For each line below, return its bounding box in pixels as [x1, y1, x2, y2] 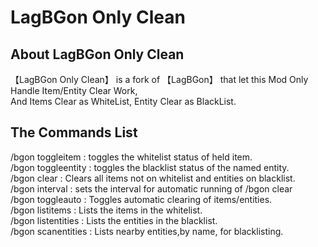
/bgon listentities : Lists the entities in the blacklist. [10, 214, 218, 226]
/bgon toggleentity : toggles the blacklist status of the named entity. [10, 161, 290, 173]
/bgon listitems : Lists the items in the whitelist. [10, 204, 203, 216]
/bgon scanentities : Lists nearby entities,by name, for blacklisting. [10, 225, 284, 237]
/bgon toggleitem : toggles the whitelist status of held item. [10, 151, 253, 163]
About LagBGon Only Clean [10, 46, 185, 63]
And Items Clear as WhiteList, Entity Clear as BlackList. [10, 96, 237, 107]
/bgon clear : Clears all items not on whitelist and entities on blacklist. [10, 172, 296, 184]
